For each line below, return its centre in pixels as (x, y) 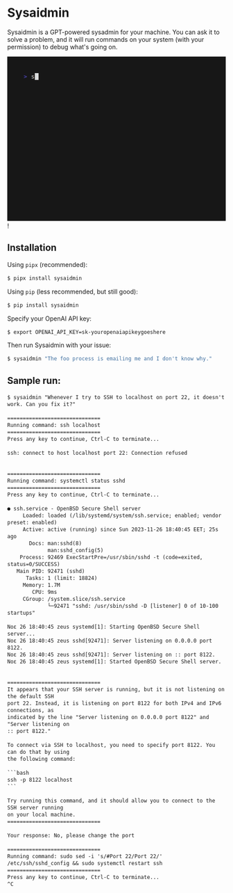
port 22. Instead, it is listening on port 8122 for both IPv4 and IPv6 (114, 704)
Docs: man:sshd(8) (55, 544)
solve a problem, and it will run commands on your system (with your (106, 39)
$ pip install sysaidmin (43, 305)
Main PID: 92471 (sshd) (51, 572)
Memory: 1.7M (41, 586)
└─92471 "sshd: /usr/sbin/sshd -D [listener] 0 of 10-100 (133, 606)
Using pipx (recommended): (48, 264)
